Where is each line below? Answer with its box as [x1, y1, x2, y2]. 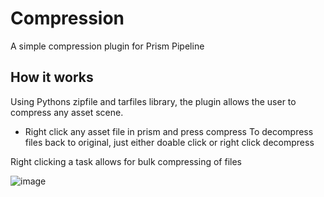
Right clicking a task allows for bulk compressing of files [10, 155, 242, 167]
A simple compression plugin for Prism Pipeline [10, 40, 205, 52]
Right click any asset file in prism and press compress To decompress [24, 125, 314, 137]
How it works [10, 69, 94, 86]
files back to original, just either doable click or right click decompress [24, 136, 315, 148]
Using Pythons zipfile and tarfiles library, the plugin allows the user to [10, 95, 297, 107]
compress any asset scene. [10, 106, 124, 118]
